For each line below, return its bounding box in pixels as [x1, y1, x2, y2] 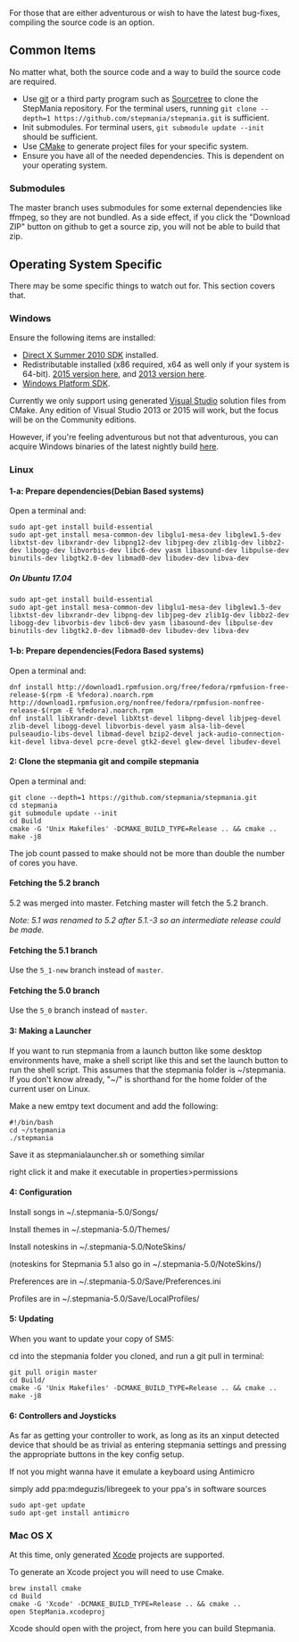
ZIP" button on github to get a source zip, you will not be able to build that [9, 221, 281, 232]
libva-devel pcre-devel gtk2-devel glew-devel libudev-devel [48, 737, 281, 746]
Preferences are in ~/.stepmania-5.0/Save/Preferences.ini [9, 1276, 221, 1287]
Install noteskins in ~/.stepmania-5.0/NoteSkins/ [9, 1241, 186, 1252]
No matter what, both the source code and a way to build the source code [9, 66, 281, 77]
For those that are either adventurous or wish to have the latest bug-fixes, [9, 8, 281, 18]
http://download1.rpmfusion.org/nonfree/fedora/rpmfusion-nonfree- [9, 698, 266, 707]
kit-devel [9, 737, 46, 746]
